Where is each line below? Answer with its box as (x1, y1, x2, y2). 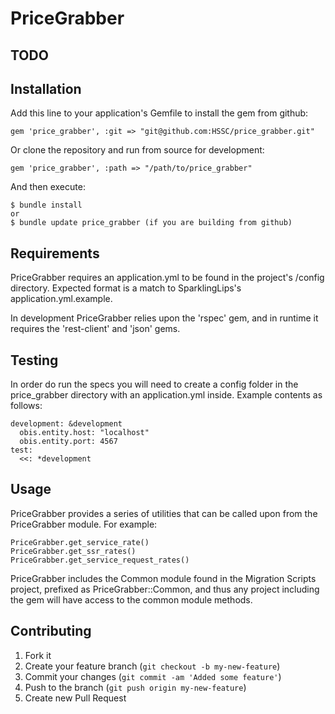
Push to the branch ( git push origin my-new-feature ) (24, 681, 247, 693)
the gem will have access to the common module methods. (10, 593, 253, 606)
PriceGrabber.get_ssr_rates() (10, 546, 137, 556)
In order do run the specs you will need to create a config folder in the (10, 378, 299, 391)
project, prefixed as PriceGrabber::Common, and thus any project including (10, 583, 320, 595)
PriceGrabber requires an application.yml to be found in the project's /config (10, 272, 325, 284)
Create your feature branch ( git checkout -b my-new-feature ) (24, 660, 281, 672)
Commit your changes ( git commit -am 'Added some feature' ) (24, 670, 282, 682)
